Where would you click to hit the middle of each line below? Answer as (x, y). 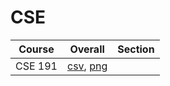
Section (136, 49)
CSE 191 (36, 66)
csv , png (87, 66)
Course (36, 49)
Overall (87, 49)
